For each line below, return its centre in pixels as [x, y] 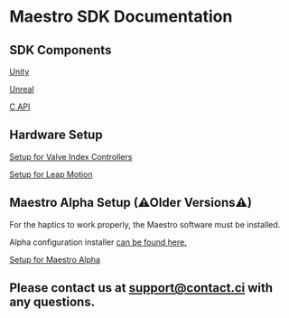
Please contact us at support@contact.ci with [141, 288]
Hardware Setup [56, 135]
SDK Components [61, 50]
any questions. [52, 302]
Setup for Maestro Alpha [55, 259]
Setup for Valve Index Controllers [71, 156]
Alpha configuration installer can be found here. [98, 242]
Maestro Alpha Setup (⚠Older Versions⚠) [131, 203]
